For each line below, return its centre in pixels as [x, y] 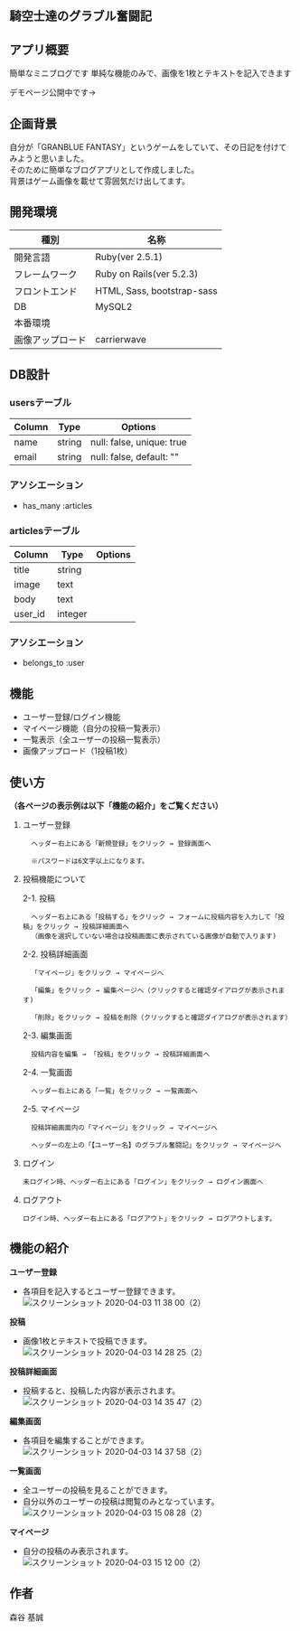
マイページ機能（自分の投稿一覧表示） [94, 728]
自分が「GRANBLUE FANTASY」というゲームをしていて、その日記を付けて [148, 147]
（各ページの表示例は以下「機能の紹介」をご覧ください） [116, 806]
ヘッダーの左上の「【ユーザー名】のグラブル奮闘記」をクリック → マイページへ [156, 1146]
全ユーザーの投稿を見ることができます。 [98, 1490]
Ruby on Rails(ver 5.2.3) [147, 274]
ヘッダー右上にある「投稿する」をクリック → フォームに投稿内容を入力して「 [155, 917]
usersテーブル [41, 403]
